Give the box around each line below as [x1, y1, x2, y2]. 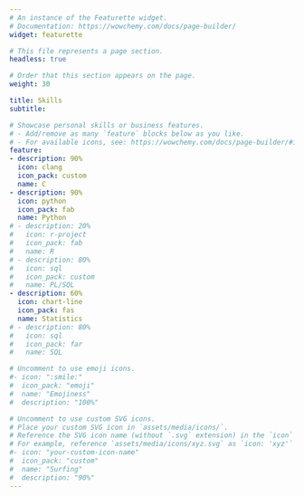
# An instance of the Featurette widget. [9, 13, 168, 23]
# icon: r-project [9, 230, 88, 240]
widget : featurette [9, 30, 83, 39]
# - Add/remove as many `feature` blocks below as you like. [9, 129, 245, 138]
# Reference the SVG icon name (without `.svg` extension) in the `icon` [9, 431, 294, 440]
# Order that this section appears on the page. [9, 72, 196, 81]
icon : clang [17, 163, 63, 172]
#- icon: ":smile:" [9, 373, 83, 382]
